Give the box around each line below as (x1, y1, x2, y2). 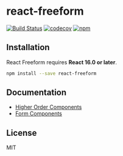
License (6, 127, 37, 138)
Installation (6, 42, 50, 53)
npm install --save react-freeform (6, 70, 97, 76)
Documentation (6, 87, 67, 98)
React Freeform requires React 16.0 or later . (6, 58, 118, 65)
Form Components (15, 110, 62, 117)
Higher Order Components (15, 103, 82, 111)
